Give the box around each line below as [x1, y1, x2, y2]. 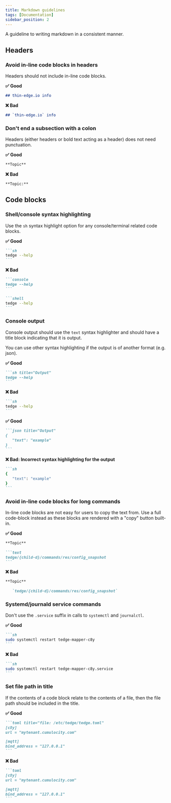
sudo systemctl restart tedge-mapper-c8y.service [5, 666, 114, 671]
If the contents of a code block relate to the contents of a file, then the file [5, 694, 161, 701]
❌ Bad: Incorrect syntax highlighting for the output [5, 456, 115, 462]
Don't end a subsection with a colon [5, 124, 96, 132]
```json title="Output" [5, 428, 56, 433]
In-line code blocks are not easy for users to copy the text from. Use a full [5, 510, 161, 516]
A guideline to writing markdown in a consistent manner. [5, 31, 124, 37]
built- [154, 515, 166, 521]
